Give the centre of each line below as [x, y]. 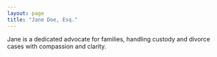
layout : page [26, 13]
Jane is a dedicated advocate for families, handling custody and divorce [109, 39]
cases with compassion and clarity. [57, 46]
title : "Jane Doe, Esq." [42, 20]
